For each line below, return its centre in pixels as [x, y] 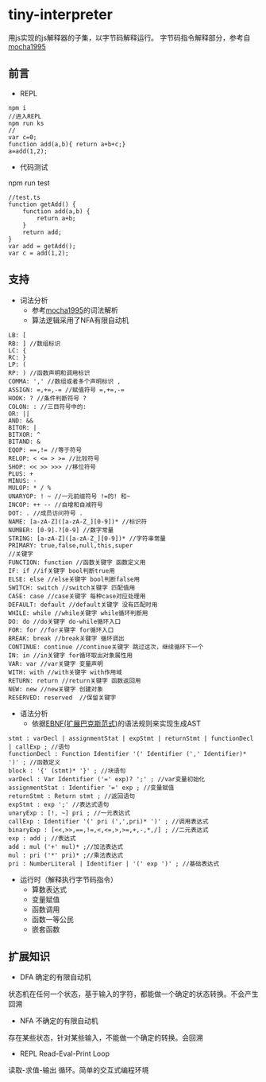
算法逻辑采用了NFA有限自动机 [80, 320]
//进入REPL [25, 116]
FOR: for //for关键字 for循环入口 [61, 630]
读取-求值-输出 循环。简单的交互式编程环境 [79, 1070]
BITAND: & [25, 442]
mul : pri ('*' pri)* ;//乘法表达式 [66, 855]
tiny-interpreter [61, 15]
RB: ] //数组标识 [35, 344]
